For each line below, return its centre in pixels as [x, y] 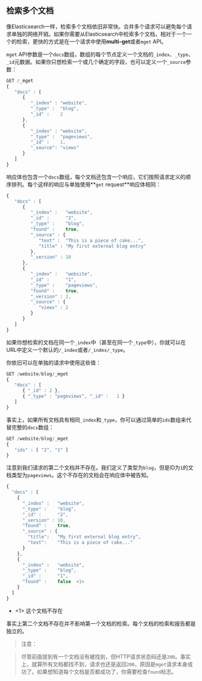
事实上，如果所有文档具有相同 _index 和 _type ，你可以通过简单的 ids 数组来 [96, 419]
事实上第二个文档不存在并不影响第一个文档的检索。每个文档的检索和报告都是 [101, 623]
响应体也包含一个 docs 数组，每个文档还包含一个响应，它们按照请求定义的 [96, 177]
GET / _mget [20, 81]
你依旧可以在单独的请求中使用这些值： [54, 362]
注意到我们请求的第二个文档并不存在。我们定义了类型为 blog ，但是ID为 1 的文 [100, 467]
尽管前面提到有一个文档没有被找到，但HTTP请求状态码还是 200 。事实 [106, 656]
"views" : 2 [53, 308]
